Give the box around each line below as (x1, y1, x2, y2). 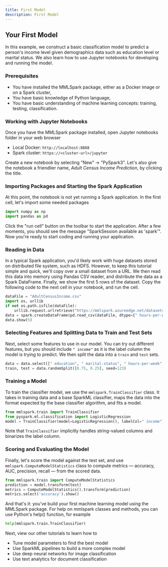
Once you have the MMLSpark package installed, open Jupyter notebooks (5, 129, 158, 135)
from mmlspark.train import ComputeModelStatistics (5, 478, 115, 483)
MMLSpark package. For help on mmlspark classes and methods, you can (5, 506, 158, 512)
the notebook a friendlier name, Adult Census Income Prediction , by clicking (5, 164, 162, 171)
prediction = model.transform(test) (5, 482, 81, 488)
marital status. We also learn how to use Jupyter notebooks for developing (5, 55, 158, 61)
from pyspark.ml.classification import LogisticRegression (5, 414, 131, 419)
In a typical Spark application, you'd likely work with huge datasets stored (5, 257, 157, 264)
